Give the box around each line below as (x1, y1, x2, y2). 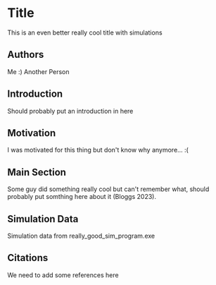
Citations (7, 252, 49, 264)
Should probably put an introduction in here (7, 107, 134, 115)
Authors (7, 49, 44, 61)
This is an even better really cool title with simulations (7, 28, 163, 37)
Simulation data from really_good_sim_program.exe (7, 231, 155, 240)
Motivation (7, 127, 56, 139)
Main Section (7, 166, 67, 178)
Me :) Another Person (7, 67, 70, 75)
